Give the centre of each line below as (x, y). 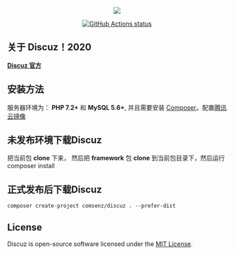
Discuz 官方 (24, 65)
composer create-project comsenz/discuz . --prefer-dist (92, 206)
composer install (31, 166)
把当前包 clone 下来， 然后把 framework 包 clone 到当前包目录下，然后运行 (116, 158)
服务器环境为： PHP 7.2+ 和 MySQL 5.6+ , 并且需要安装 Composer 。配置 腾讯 (117, 107)
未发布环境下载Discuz (55, 140)
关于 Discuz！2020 (49, 48)
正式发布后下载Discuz (55, 189)
